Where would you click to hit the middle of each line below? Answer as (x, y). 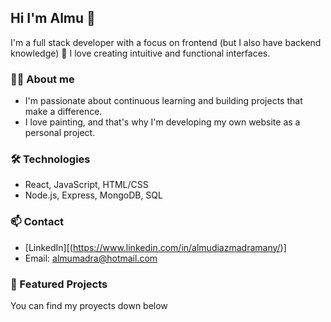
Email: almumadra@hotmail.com (91, 258)
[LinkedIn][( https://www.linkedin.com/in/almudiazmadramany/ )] (155, 247)
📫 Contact (37, 222)
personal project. (60, 133)
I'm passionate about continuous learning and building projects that (163, 101)
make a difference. (63, 112)
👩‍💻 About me (42, 79)
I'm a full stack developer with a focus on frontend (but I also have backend (166, 42)
